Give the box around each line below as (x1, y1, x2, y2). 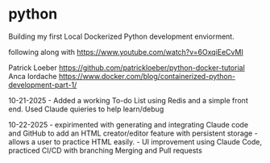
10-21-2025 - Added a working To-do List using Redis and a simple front (8, 95, 248, 105)
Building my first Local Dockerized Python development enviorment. (8, 31, 235, 41)
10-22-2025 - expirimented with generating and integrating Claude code (8, 119, 248, 129)
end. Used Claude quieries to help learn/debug (8, 104, 164, 114)
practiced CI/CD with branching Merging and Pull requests (8, 145, 203, 155)
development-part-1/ (8, 80, 77, 90)
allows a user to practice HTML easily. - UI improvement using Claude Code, (8, 136, 263, 146)
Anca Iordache (8, 71, 57, 81)
